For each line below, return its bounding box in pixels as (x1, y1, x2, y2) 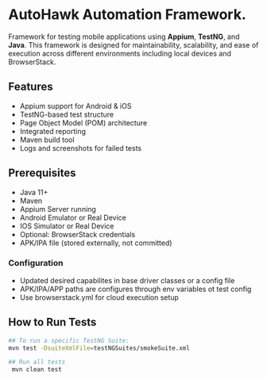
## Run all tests (8, 359, 66, 367)
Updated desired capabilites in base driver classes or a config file (19, 275, 235, 285)
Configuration (8, 258, 64, 269)
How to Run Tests (8, 316, 97, 329)
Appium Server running (19, 204, 97, 213)
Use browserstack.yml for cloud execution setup (19, 292, 179, 302)
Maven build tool (19, 135, 75, 144)
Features (8, 80, 53, 94)
